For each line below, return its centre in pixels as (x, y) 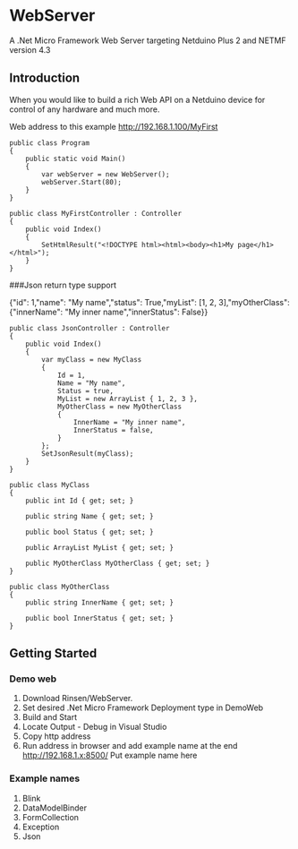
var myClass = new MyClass (92, 359)
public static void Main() (76, 159)
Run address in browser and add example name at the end (130, 746)
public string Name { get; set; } (89, 516)
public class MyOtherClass (60, 587)
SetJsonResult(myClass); (88, 453)
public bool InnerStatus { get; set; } (100, 618)
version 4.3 (30, 49)
